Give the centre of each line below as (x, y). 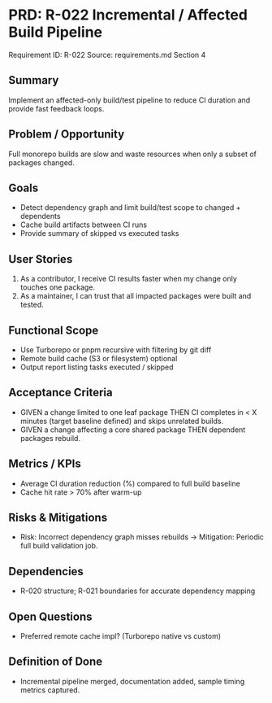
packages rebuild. (50, 438)
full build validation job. (59, 546)
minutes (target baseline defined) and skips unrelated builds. (122, 421)
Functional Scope (54, 330)
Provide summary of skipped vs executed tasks (99, 234)
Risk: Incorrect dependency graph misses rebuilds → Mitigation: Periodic (142, 537)
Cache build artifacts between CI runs (84, 225)
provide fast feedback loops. (56, 108)
